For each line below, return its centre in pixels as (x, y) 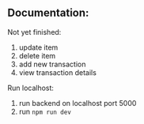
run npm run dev (45, 111)
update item (38, 47)
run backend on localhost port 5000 (78, 103)
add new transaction (52, 64)
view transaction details (57, 72)
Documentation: (48, 13)
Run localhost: (31, 88)
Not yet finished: (34, 32)
